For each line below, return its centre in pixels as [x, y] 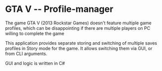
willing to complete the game [35, 33]
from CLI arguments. [26, 54]
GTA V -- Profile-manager [59, 9]
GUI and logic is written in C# [35, 63]
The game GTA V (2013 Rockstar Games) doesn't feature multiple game [78, 23]
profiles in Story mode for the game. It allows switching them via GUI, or [79, 48]
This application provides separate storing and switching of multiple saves [81, 43]
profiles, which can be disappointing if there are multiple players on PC [78, 28]
